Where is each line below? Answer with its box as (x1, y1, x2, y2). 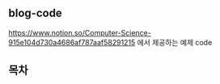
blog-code (8, 6, 62, 20)
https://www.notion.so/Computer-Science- (8, 27, 151, 37)
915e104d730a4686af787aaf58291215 (8, 37, 136, 47)
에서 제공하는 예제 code (137, 37, 213, 47)
